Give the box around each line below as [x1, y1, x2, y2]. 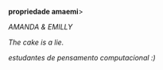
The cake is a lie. [8, 37, 64, 47]
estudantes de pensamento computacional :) [8, 53, 157, 62]
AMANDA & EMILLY [8, 22, 73, 31]
